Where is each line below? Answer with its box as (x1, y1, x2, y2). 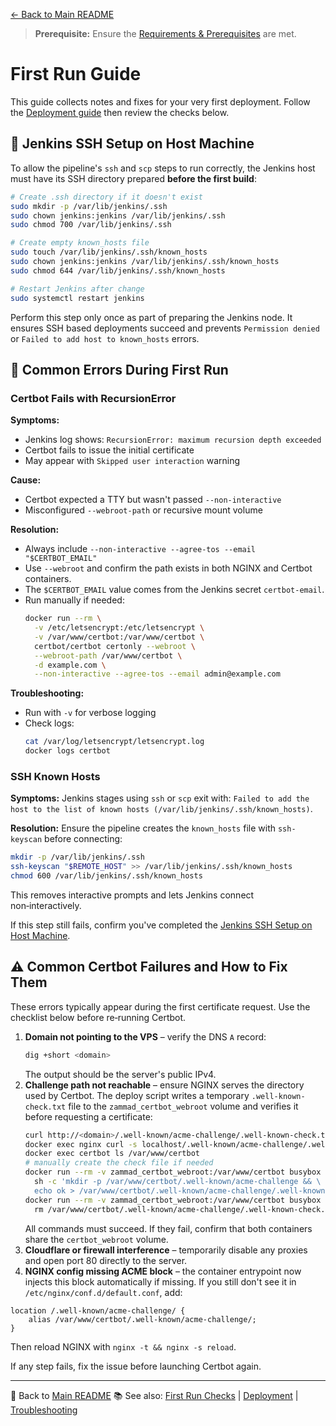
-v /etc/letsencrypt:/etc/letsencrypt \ (34, 623, 205, 633)
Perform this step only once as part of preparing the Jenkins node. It (10, 311, 293, 323)
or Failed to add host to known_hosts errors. (10, 332, 200, 344)
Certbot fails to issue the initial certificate (24, 444, 195, 456)
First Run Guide (10, 63, 142, 86)
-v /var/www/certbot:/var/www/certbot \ (34, 632, 205, 642)
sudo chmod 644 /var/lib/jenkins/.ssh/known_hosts (10, 265, 226, 276)
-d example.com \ (34, 660, 107, 670)
